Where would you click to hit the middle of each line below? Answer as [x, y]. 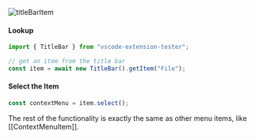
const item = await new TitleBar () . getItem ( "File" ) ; [97, 68]
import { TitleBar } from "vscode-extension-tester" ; [99, 47]
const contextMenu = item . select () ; [69, 103]
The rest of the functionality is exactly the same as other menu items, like [127, 118]
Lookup [21, 30]
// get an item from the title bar [67, 62]
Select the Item [34, 86]
